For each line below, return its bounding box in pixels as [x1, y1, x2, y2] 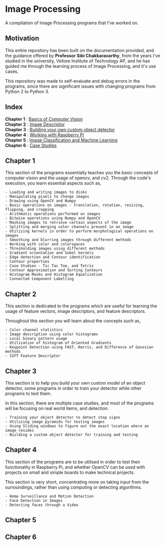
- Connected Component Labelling [5, 276, 74, 282]
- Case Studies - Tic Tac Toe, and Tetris [5, 263, 94, 268]
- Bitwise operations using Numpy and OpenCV [5, 216, 100, 221]
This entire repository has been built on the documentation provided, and [5, 47, 154, 53]
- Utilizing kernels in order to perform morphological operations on [5, 229, 154, 234]
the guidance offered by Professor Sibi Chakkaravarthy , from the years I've [5, 52, 161, 58]
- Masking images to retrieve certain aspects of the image [5, 220, 132, 225]
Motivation [5, 34, 40, 43]
